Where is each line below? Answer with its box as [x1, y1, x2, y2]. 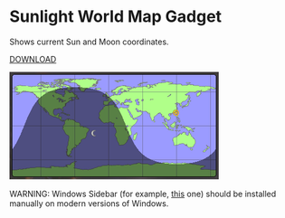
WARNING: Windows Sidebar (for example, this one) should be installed [9, 188, 277, 199]
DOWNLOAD [9, 53, 57, 64]
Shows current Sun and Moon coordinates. [9, 36, 169, 47]
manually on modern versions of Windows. [9, 197, 169, 209]
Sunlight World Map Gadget [9, 6, 223, 27]
